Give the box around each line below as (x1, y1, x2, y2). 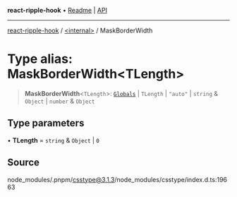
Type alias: (7, 51, 73, 67)
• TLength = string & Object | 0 (7, 136, 100, 144)
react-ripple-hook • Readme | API (7, 6, 108, 14)
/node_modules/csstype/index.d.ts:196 (114, 175, 228, 184)
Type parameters (7, 117, 85, 129)
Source (7, 157, 40, 169)
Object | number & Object (24, 97, 95, 105)
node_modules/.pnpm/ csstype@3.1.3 (7, 175, 115, 184)
